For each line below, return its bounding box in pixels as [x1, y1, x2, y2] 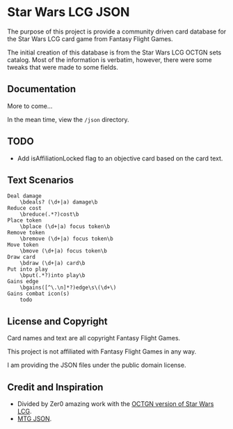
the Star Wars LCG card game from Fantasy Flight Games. [7, 34, 173, 43]
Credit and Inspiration [7, 381, 104, 393]
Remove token [7, 229, 45, 236]
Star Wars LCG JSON [7, 4, 130, 20]
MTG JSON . [17, 414, 52, 423]
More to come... [7, 102, 53, 110]
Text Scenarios [7, 174, 74, 186]
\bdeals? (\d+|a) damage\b [19, 199, 98, 206]
